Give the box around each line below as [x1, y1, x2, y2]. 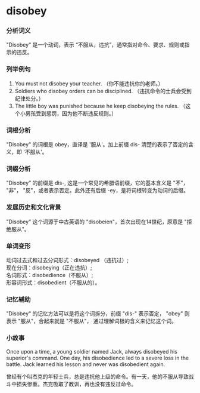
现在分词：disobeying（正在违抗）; [6, 264, 92, 271]
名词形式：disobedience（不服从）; [6, 271, 93, 278]
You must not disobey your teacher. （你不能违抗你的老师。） [14, 79, 164, 87]
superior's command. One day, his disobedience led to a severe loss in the [6, 354, 189, 361]
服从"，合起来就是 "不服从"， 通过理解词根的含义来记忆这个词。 [20, 318, 177, 325]
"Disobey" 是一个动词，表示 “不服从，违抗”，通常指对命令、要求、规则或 [6, 41, 185, 48]
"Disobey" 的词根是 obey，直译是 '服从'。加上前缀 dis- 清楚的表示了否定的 [6, 141, 189, 148]
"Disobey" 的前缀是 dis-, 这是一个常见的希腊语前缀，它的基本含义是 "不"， [6, 179, 189, 186]
